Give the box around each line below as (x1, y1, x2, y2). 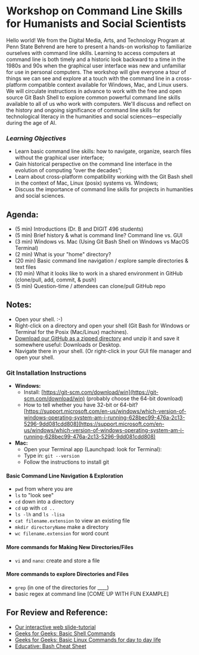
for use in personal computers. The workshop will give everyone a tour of (6, 68, 186, 75)
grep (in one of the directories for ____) (14, 584, 109, 591)
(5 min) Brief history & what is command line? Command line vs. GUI (14, 232, 183, 239)
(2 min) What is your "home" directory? (14, 251, 111, 258)
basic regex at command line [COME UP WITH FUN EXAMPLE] (14, 590, 169, 597)
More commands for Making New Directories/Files (6, 543, 134, 550)
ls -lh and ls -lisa (14, 511, 65, 518)
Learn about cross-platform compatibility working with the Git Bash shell (14, 173, 193, 180)
